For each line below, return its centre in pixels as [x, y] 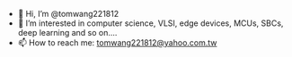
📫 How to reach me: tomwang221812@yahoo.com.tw [117, 43]
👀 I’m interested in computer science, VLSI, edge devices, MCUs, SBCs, [150, 23]
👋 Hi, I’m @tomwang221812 [68, 14]
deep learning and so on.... [67, 33]
